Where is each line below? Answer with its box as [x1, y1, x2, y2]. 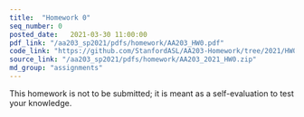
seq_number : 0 [9, 22, 63, 31]
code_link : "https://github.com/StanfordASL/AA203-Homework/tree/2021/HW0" [9, 47, 301, 56]
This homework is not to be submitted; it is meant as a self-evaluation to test [9, 87, 294, 99]
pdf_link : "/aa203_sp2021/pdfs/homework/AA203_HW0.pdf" [9, 38, 224, 48]
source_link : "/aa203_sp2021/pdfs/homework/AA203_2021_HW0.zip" [9, 55, 257, 64]
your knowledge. [9, 97, 72, 108]
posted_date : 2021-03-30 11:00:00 [9, 30, 147, 39]
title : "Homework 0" [9, 13, 91, 22]
